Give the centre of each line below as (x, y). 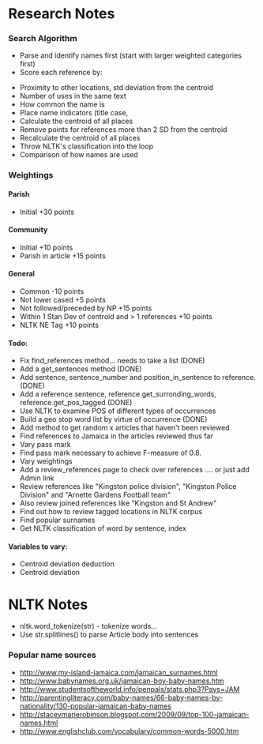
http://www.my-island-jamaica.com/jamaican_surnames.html (118, 672)
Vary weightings (46, 461)
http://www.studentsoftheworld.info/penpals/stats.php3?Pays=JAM (130, 689)
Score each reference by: (61, 73)
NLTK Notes (48, 604)
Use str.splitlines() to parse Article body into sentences (109, 635)
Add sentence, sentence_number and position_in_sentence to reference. (138, 378)
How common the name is (62, 104)
